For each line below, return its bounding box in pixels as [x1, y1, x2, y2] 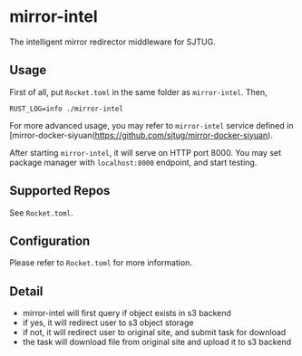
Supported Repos [9, 183, 111, 198]
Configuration [9, 233, 91, 248]
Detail [9, 284, 44, 299]
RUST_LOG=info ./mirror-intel [9, 104, 124, 113]
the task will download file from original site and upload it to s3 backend [22, 337, 292, 348]
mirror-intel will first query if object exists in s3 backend [22, 308, 231, 319]
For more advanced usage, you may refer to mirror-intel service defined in [9, 120, 294, 130]
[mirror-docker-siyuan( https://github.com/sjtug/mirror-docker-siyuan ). [9, 130, 274, 140]
